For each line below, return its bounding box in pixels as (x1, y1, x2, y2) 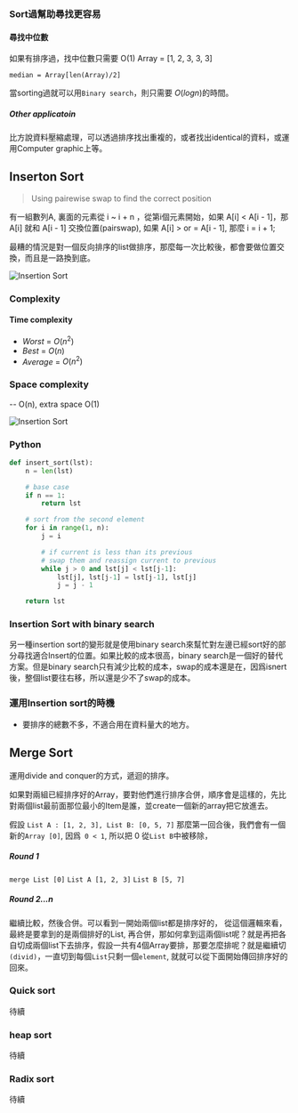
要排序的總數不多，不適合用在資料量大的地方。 (21, 719, 194, 730)
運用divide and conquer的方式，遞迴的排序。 (9, 770, 174, 780)
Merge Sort (9, 746, 74, 761)
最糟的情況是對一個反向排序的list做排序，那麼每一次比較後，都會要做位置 (9, 241, 278, 252)
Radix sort (9, 1073, 55, 1085)
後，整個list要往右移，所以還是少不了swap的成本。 (9, 673, 196, 683)
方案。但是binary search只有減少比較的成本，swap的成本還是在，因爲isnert (9, 661, 287, 673)
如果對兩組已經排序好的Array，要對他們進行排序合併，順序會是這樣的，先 (9, 789, 278, 800)
